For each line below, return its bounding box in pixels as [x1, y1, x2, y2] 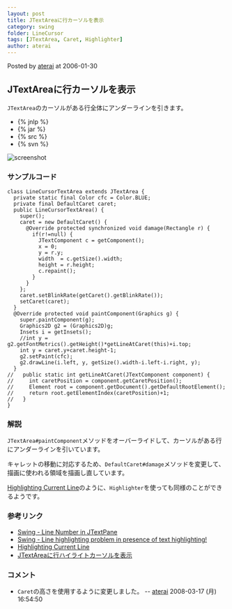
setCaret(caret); [20, 298, 70, 306]
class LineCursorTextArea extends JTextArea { [7, 188, 145, 195]
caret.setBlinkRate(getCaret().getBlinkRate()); [20, 292, 164, 299]
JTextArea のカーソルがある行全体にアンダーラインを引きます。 [7, 103, 187, 112]
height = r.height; [38, 262, 95, 269]
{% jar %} [17, 125, 46, 133]
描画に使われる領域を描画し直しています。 [7, 469, 129, 477]
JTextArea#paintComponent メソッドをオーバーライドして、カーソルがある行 [7, 437, 222, 445]
